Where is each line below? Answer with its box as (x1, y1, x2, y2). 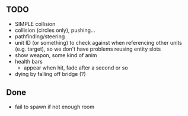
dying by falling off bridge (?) (14, 70, 86, 77)
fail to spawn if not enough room (14, 103, 95, 110)
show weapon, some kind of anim (14, 51, 97, 58)
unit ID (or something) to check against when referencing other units (14, 39, 182, 46)
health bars (14, 58, 43, 65)
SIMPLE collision (14, 20, 56, 27)
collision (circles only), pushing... (14, 26, 95, 34)
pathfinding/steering (14, 32, 65, 40)
